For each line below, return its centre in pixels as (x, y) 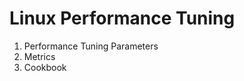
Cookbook (45, 67)
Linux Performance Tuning (122, 18)
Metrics (39, 56)
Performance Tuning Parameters (91, 46)
